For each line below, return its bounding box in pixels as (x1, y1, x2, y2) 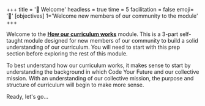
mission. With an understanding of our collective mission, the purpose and (6, 75, 194, 82)
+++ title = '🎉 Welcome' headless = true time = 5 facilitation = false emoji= (6, 6, 195, 13)
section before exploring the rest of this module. (6, 50, 128, 57)
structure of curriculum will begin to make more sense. (6, 81, 144, 88)
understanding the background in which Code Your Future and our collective (6, 68, 199, 76)
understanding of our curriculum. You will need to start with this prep (6, 43, 181, 51)
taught (6, 37, 23, 44)
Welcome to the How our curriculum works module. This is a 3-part (6, 30, 179, 38)
